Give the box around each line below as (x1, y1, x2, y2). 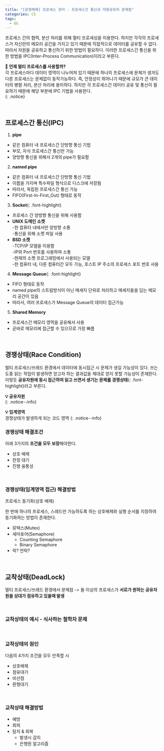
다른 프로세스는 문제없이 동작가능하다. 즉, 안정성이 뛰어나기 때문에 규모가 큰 (5, 76, 149, 82)
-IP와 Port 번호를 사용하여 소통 (12, 249, 71, 255)
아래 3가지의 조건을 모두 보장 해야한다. (5, 441, 77, 446)
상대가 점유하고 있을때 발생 (14, 593, 65, 599)
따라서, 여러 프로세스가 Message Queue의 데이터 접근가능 (12, 300, 124, 305)
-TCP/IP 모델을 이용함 (12, 243, 55, 249)
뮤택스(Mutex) (12, 525, 40, 531)
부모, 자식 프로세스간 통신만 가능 (12, 148, 74, 154)
